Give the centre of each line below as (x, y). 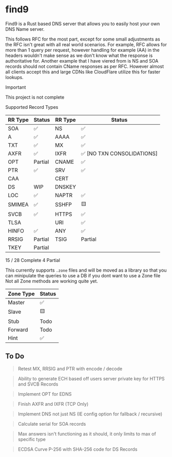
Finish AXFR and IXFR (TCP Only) (53, 404)
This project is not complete (35, 97)
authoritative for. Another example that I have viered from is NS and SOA (82, 61)
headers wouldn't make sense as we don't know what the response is (79, 55)
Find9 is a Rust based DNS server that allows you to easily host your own (83, 24)
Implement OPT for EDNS (45, 394)
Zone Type (21, 294)
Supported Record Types (32, 107)
